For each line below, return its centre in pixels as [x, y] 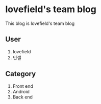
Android [21, 91]
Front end [23, 86]
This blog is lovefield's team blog [40, 23]
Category [21, 74]
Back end [23, 97]
